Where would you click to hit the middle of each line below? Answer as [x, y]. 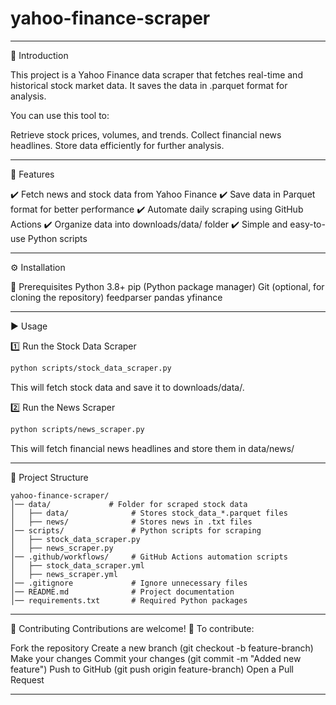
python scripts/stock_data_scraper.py [91, 368]
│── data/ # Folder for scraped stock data [129, 504]
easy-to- [307, 224]
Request [27, 679]
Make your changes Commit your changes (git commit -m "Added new [156, 658]
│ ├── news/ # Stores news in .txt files [131, 522]
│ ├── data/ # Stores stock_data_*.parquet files [149, 513]
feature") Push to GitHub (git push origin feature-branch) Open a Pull [152, 669]
